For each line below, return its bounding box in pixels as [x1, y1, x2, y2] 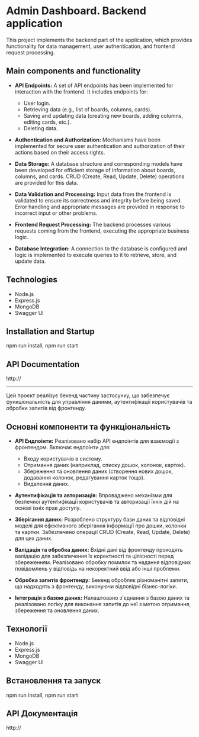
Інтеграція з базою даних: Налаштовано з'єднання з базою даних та [14, 594, 190, 601]
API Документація [6, 709, 78, 719]
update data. [14, 258, 46, 265]
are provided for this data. [14, 179, 78, 186]
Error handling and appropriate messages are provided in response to [14, 203, 185, 210]
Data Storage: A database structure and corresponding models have [14, 160, 182, 167]
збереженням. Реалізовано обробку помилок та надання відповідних [14, 559, 191, 566]
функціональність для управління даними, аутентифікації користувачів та [6, 398, 192, 405]
